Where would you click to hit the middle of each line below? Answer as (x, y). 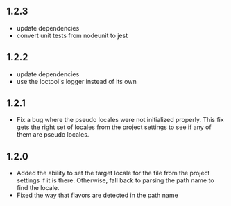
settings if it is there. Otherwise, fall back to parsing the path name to (115, 180)
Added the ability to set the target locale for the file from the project (113, 173)
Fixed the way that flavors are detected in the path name (97, 195)
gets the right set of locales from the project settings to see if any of (114, 127)
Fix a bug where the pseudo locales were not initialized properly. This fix (120, 120)
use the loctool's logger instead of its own (76, 81)
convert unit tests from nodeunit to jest (72, 35)
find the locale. (38, 188)
